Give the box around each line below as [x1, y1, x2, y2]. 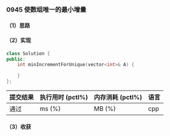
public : [6, 56, 26, 62]
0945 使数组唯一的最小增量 [6, 5, 87, 13]
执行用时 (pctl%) [39, 93, 88, 101]
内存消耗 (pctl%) [93, 93, 143, 101]
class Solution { [6, 50, 50, 56]
